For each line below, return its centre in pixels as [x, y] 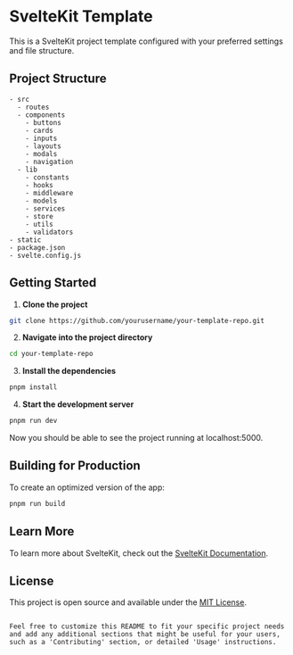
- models [41, 201]
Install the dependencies [69, 371]
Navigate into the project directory [87, 337]
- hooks [39, 185]
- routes [33, 107]
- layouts [44, 146]
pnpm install [33, 387]
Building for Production [75, 466]
